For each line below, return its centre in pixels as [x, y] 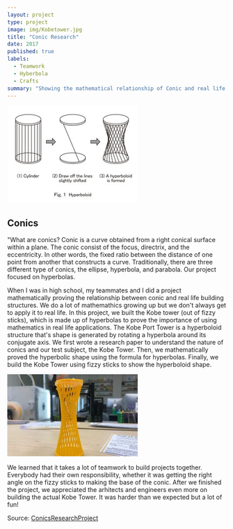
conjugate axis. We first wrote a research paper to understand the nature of [115, 343]
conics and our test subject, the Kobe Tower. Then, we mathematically [108, 350]
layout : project [31, 15]
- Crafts [26, 81]
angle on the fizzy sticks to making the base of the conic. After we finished [114, 482]
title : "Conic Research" [43, 37]
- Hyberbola [31, 73]
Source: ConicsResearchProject [53, 518]
